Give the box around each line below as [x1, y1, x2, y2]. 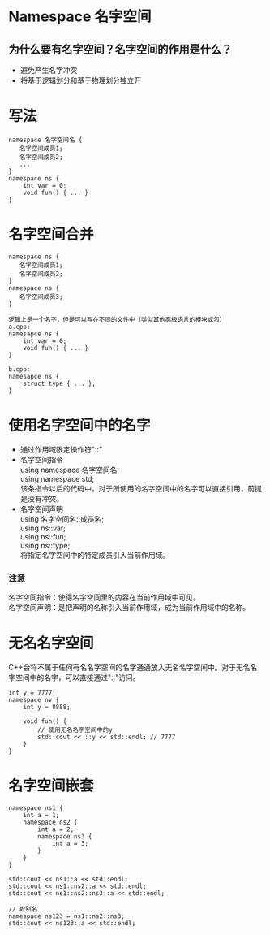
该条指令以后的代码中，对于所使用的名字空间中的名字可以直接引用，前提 [19, 483, 262, 493]
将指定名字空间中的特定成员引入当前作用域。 [19, 550, 170, 560]
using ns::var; [19, 523, 66, 533]
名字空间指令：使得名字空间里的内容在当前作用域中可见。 [8, 592, 200, 602]
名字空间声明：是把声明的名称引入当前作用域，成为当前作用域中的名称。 [8, 603, 250, 613]
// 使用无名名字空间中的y [37, 726, 113, 734]
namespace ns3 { [37, 832, 92, 841]
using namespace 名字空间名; [19, 465, 120, 474]
